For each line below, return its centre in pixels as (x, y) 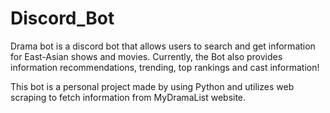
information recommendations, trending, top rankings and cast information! (165, 67)
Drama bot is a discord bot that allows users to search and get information (163, 46)
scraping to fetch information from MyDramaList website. (128, 97)
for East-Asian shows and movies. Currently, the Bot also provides (146, 56)
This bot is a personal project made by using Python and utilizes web (152, 86)
